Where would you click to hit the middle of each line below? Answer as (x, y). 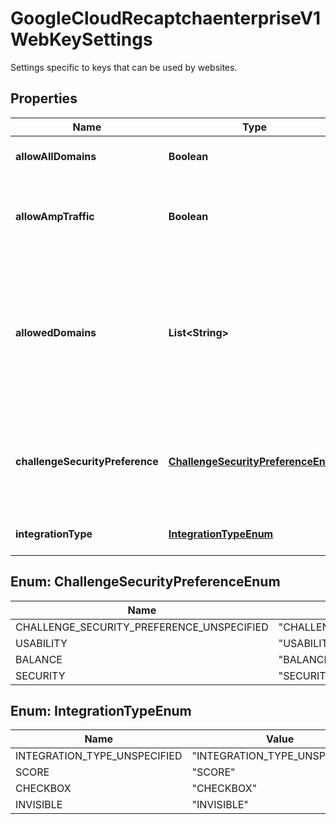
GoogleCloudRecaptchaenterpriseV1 (166, 18)
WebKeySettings (81, 39)
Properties (44, 98)
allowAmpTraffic (55, 216)
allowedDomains (56, 332)
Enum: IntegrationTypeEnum (101, 710)
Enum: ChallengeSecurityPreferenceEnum (145, 582)
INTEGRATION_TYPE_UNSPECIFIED (99, 756)
